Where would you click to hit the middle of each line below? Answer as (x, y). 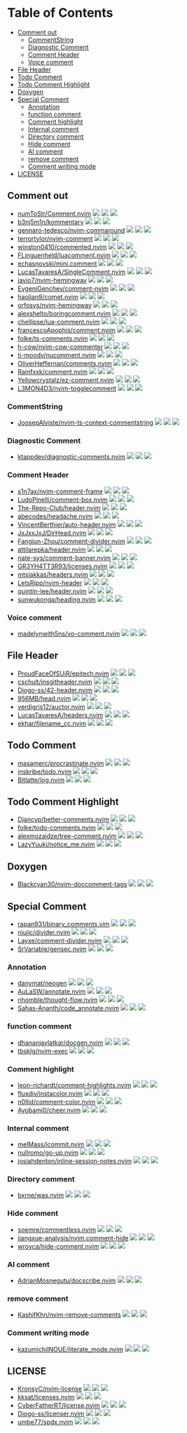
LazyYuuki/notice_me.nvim (56, 844)
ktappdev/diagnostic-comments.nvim (71, 457)
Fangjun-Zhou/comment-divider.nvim (71, 541)
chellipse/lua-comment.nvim (58, 322)
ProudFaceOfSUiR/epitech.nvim (63, 673)
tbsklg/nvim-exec (43, 1051)
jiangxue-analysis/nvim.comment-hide (73, 1237)
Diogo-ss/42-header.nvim (55, 690)
